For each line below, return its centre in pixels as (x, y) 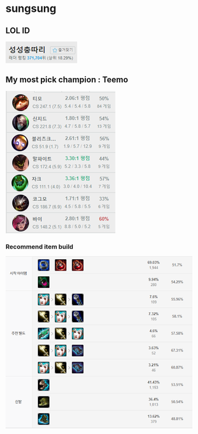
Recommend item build (39, 247)
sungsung (31, 9)
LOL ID (18, 31)
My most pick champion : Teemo (67, 80)
